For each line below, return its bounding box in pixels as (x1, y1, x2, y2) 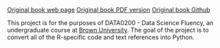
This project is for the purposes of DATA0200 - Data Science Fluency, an (7, 19, 214, 26)
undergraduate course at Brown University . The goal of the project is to (7, 26, 209, 34)
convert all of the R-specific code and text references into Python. (7, 33, 195, 41)
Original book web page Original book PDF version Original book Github (7, 6, 211, 14)
